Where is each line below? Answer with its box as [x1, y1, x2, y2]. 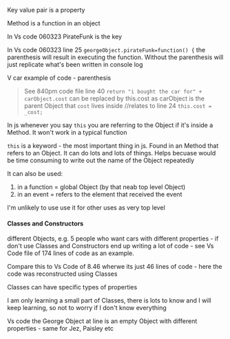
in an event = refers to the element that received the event [17, 190, 182, 198]
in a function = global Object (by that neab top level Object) [17, 183, 186, 191]
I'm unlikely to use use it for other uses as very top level [7, 204, 165, 212]
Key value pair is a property [7, 6, 85, 14]
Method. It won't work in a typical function [7, 129, 127, 136]
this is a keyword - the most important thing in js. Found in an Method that [7, 142, 219, 150]
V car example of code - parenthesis [7, 74, 112, 82]
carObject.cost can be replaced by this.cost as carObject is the [23, 94, 205, 102]
